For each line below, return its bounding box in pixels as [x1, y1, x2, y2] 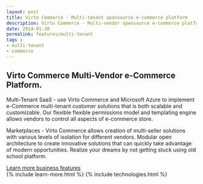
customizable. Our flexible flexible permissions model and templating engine [6, 109, 196, 116]
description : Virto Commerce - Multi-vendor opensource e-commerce [6, 20, 180, 26]
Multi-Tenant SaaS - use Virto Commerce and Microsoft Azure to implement [6, 96, 195, 103]
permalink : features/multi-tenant [6, 31, 94, 37]
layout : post [6, 8, 39, 15]
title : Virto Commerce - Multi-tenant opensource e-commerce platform [6, 14, 188, 21]
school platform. [6, 152, 47, 160]
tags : [6, 37, 23, 43]
